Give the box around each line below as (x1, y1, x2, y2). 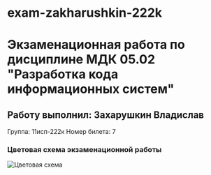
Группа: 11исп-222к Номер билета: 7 (7, 128, 117, 136)
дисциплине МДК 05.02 (7, 52, 156, 68)
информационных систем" (7, 82, 175, 97)
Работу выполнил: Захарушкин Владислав (7, 109, 205, 121)
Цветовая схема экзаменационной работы (7, 145, 162, 155)
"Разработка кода (7, 66, 119, 82)
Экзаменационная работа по (7, 37, 185, 53)
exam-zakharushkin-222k (7, 5, 163, 21)
